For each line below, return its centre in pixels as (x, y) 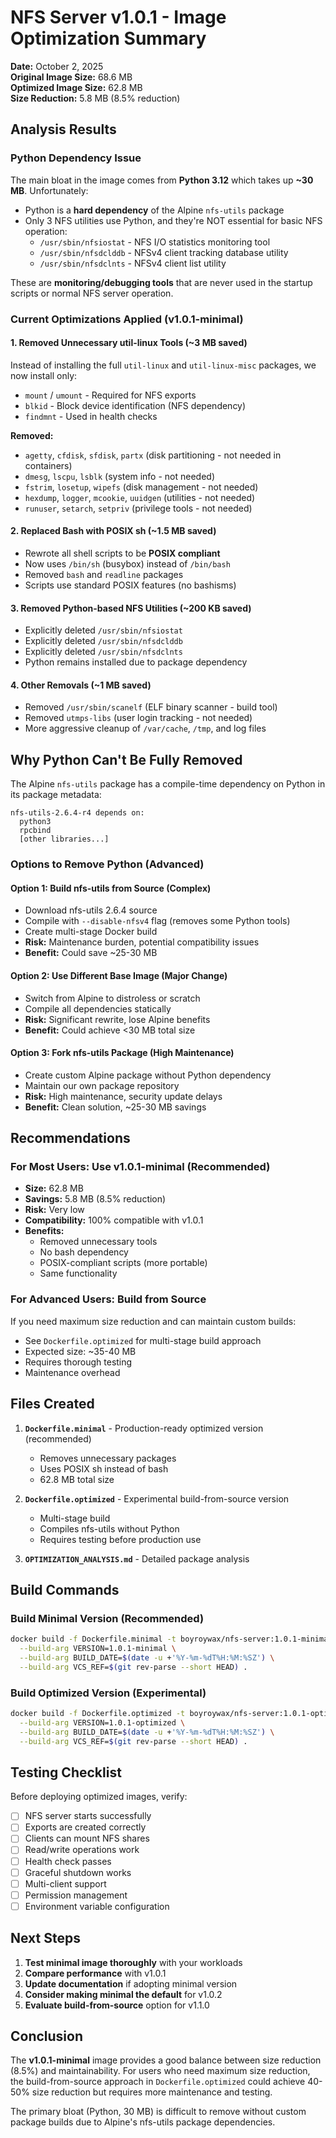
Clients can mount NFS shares (87, 1838)
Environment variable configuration (97, 1906)
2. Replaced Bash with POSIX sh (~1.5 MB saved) (113, 531)
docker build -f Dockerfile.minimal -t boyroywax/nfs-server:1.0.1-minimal (171, 1639)
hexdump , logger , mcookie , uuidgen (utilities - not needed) (140, 497)
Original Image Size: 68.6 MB (71, 77)
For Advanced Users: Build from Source (108, 1299)
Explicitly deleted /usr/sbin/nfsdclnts (103, 652)
